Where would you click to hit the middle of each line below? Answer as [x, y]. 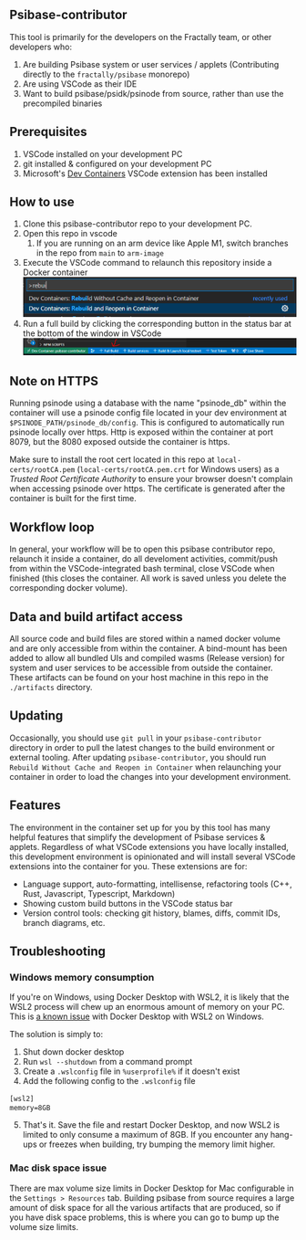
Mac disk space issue [58, 1168]
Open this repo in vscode [70, 234]
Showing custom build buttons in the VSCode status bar [127, 903]
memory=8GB [30, 1109]
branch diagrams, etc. [64, 922]
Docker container [55, 272]
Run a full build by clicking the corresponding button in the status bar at [157, 323]
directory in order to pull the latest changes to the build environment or [142, 747]
